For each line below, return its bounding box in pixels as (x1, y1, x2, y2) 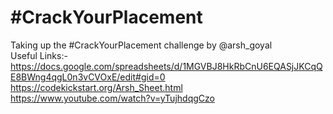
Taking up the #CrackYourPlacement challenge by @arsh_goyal (10, 39, 273, 51)
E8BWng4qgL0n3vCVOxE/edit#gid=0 (10, 71, 166, 83)
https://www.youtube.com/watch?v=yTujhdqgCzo (10, 92, 215, 104)
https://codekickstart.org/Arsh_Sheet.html (10, 81, 183, 93)
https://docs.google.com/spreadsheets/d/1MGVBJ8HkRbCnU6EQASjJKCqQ (10, 60, 323, 72)
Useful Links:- (10, 49, 68, 61)
